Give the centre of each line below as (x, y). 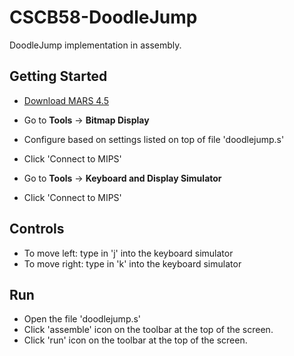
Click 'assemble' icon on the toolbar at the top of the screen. (148, 330)
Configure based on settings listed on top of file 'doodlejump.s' (154, 139)
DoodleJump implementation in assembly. (95, 45)
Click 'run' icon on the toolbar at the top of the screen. (135, 340)
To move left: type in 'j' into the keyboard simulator (128, 253)
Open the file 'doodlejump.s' (82, 319)
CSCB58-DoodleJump (103, 17)
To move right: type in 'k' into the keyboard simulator (132, 263)
